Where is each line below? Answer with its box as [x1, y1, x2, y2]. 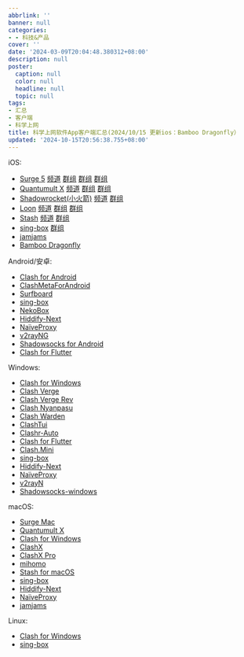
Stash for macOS [19, 567, 75, 577]
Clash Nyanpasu [19, 403, 73, 412]
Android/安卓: [8, 257, 53, 266]
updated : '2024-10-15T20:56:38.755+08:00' [8, 135, 149, 144]
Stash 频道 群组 [19, 213, 70, 223]
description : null [8, 56, 68, 64]
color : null [15, 77, 55, 85]
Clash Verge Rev [19, 394, 74, 404]
